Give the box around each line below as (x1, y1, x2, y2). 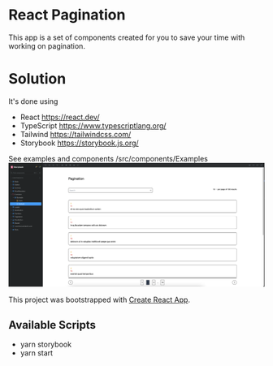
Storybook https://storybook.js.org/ (19, 138, 140, 148)
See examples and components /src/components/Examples (8, 153, 209, 163)
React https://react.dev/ (19, 112, 100, 122)
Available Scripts (8, 318, 96, 332)
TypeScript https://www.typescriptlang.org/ (19, 120, 167, 131)
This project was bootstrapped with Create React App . (8, 295, 191, 304)
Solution (8, 70, 67, 88)
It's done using (8, 96, 58, 106)
